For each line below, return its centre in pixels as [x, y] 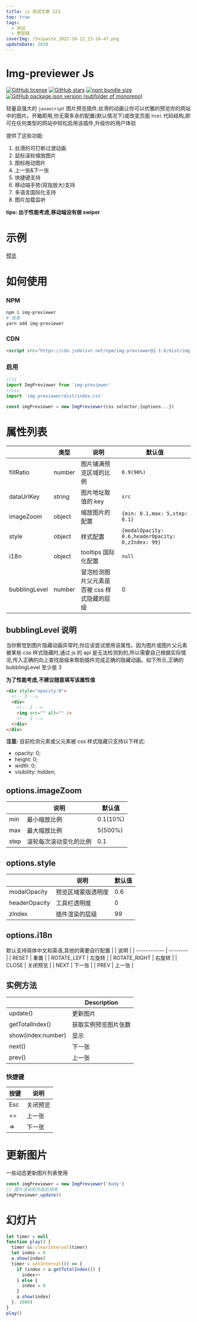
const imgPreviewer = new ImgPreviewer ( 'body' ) [65, 1184]
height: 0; [26, 759]
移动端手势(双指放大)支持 [45, 185]
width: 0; [25, 766]
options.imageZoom [44, 790]
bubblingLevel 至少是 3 [34, 667]
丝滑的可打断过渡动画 [40, 148]
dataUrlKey [24, 497]
